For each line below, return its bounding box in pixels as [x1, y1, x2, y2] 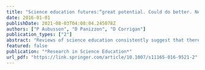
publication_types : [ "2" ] [6, 32, 72, 38]
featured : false [6, 43, 48, 49]
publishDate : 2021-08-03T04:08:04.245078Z [6, 20, 116, 26]
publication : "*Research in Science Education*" [6, 49, 132, 55]
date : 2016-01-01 [6, 15, 51, 21]
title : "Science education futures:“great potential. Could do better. [6, 9, 192, 15]
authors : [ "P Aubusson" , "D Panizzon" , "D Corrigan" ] [6, 26, 146, 32]
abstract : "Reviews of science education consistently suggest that [6, 37, 184, 43]
